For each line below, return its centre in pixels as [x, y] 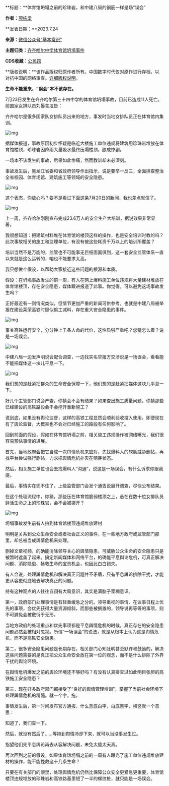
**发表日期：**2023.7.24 [32, 29]
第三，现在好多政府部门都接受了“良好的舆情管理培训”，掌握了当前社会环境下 [84, 689]
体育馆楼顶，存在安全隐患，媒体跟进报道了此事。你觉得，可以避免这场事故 [82, 286]
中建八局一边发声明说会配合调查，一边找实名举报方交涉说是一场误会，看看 [82, 357]
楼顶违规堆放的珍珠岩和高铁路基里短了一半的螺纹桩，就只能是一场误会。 [80, 778]
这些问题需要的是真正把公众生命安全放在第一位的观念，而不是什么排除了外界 [84, 655]
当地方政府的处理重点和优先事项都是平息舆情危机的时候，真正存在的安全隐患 [84, 625]
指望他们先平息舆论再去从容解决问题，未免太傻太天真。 [62, 744]
